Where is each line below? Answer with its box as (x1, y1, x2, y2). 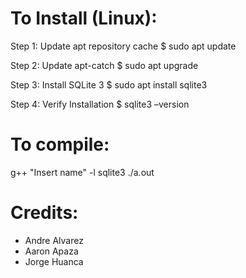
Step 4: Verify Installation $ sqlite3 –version (10, 98, 190, 110)
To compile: (10, 133, 110, 156)
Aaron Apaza (24, 245, 79, 257)
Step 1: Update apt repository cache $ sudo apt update (10, 40, 237, 52)
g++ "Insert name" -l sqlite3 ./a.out (10, 166, 155, 178)
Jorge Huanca (24, 255, 84, 267)
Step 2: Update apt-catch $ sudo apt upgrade (10, 59, 199, 71)
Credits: (10, 202, 79, 224)
